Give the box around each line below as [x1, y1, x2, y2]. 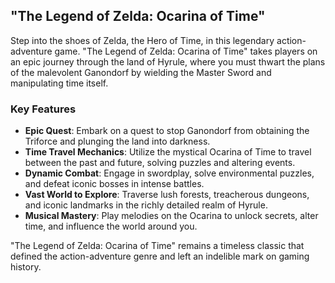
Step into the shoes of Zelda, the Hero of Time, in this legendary [10, 34, 275, 46]
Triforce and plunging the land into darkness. [24, 135, 211, 148]
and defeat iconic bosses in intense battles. [24, 178, 205, 190]
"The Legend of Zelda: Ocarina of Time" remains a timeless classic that [10, 240, 305, 252]
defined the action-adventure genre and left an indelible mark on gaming [10, 250, 310, 263]
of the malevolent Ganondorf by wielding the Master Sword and [10, 66, 272, 78]
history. [10, 261, 42, 273]
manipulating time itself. [10, 77, 109, 89]
